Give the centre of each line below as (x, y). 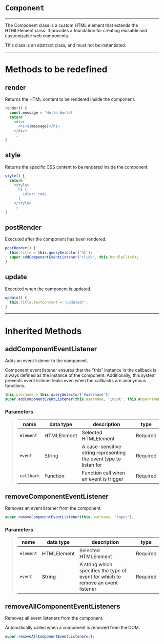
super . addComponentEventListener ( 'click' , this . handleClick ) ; (74, 258)
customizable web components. (37, 36)
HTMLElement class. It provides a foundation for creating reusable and (76, 30)
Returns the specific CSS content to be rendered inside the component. (77, 167)
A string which (96, 564)
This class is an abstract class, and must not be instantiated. (66, 45)
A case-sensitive (102, 447)
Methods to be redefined (56, 70)
